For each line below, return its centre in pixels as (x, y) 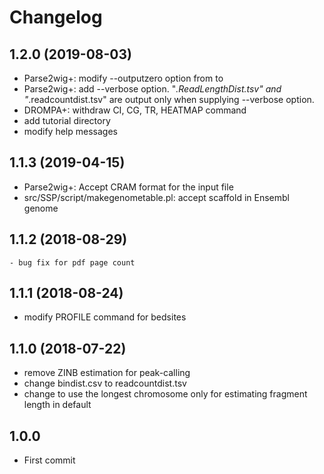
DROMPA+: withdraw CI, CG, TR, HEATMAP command (135, 110)
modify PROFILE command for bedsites (105, 317)
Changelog (56, 17)
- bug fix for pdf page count (72, 262)
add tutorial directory (67, 120)
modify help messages (70, 131)
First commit (49, 460)
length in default (57, 405)
